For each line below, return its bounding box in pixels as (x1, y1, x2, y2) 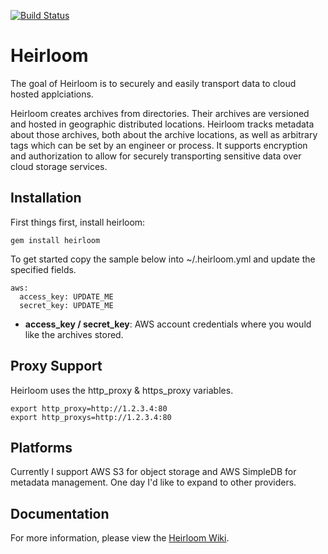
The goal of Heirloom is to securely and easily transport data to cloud (10, 77, 297, 89)
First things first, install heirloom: (10, 216, 146, 228)
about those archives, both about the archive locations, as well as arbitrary (10, 128, 318, 140)
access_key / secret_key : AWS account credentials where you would (24, 318, 312, 330)
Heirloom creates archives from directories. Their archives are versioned (10, 107, 310, 119)
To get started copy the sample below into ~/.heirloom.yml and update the (10, 253, 316, 265)
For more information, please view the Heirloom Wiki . (10, 532, 230, 544)
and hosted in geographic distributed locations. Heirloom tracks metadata (10, 118, 315, 130)
